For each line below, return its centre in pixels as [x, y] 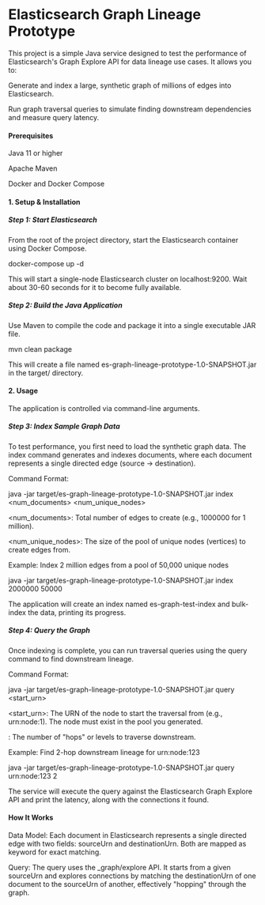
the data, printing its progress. [77, 612]
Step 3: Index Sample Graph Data [64, 426]
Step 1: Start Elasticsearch [53, 220]
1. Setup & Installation [44, 202]
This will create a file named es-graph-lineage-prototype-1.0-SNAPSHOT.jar [132, 364]
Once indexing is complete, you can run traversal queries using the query [128, 650]
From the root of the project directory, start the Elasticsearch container [123, 239]
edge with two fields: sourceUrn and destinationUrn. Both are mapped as [127, 844]
